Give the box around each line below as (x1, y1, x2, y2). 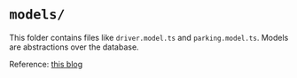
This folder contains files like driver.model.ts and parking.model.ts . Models (9, 32, 289, 43)
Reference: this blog (9, 58, 83, 69)
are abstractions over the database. (9, 42, 139, 52)
